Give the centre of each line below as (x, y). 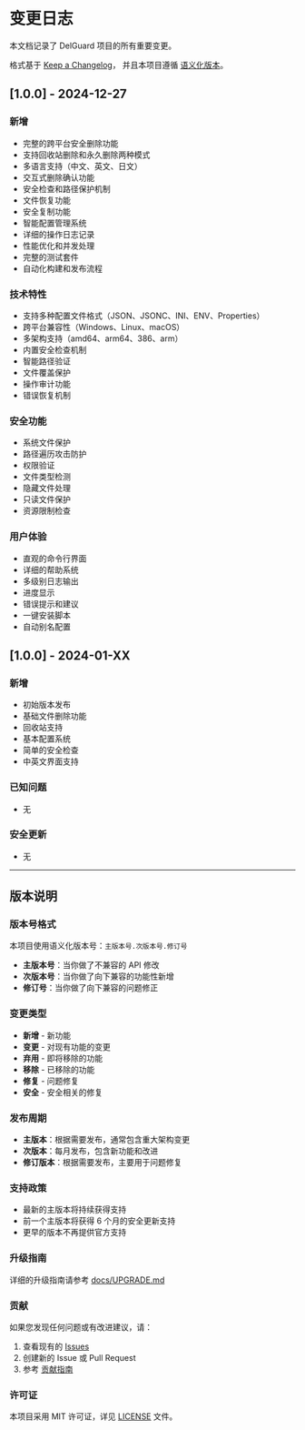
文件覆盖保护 (46, 372)
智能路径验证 (46, 361)
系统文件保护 (46, 443)
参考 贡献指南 (48, 1369)
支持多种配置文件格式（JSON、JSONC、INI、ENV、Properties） (143, 316)
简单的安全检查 (50, 750)
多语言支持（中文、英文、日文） (82, 166)
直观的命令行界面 (54, 558)
